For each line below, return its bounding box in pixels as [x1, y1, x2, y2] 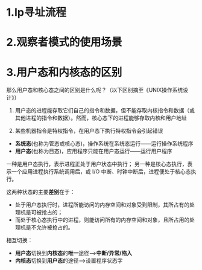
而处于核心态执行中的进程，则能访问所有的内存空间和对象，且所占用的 [14, 216, 190, 223]
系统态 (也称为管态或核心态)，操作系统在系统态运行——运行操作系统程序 [14, 140, 194, 147]
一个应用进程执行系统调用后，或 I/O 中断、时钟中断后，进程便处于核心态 [11, 168, 191, 175]
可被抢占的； [31, 209, 63, 216]
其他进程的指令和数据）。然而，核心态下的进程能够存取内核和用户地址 [14, 114, 187, 121]
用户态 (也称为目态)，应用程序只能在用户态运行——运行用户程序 [14, 147, 173, 155]
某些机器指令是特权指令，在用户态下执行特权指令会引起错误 [14, 127, 163, 135]
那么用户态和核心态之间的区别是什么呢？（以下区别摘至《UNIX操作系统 [6, 86, 183, 94]
